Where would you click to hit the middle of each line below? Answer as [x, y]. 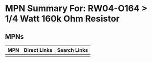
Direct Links [38, 50]
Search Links [73, 50]
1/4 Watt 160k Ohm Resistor [62, 19]
